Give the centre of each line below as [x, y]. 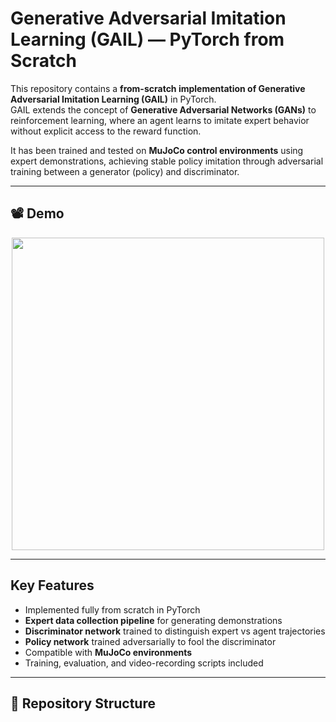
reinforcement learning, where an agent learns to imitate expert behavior [160, 120]
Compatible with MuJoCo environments [108, 652]
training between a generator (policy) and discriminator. [125, 171]
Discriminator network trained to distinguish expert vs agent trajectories [175, 631]
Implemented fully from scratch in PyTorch [112, 609]
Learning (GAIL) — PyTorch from [147, 39]
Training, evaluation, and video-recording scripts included [144, 663]
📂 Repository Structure [83, 703]
